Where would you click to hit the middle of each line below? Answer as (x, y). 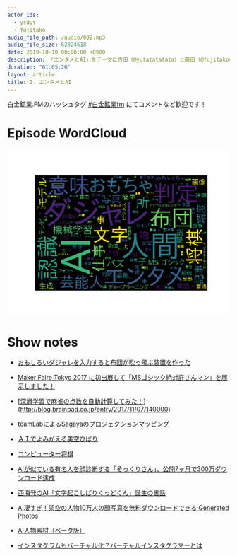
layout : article (31, 74)
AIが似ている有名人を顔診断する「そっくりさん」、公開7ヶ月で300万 (116, 469)
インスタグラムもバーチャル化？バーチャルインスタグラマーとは (110, 545)
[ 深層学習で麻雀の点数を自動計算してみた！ (80, 401)
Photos (28, 516)
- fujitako (30, 30)
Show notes (43, 342)
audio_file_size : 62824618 (47, 45)
